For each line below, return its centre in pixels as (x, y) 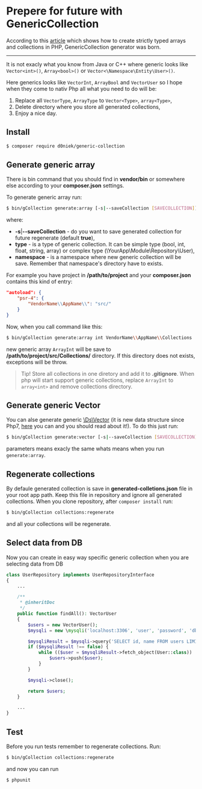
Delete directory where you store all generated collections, (87, 107)
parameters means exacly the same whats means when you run (85, 449)
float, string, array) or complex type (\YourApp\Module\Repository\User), (105, 251)
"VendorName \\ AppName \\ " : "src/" (70, 304)
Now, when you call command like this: (54, 326)
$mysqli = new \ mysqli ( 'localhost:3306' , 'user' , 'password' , (107, 631)
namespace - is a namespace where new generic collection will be (98, 257)
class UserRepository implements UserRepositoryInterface (80, 575)
